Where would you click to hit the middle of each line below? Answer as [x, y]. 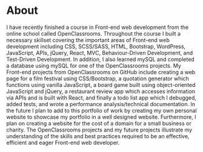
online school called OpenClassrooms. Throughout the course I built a [93, 33]
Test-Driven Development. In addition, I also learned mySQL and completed [101, 59]
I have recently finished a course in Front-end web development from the [98, 27]
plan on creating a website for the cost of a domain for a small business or [99, 123]
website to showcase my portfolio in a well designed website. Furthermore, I [101, 117]
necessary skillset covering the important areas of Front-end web [88, 40]
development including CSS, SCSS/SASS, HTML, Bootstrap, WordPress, [96, 46]
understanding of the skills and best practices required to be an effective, [98, 136]
